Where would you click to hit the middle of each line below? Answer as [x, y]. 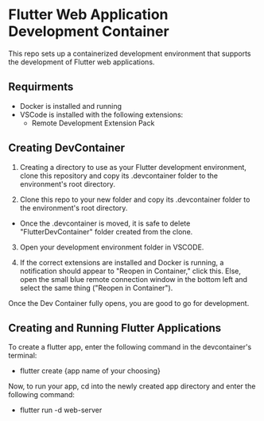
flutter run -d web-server [61, 410]
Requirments [41, 87]
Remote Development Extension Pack [93, 123]
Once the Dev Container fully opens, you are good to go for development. [129, 303]
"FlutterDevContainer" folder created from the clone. [106, 231]
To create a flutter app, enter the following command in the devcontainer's [130, 347]
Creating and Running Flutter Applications [115, 328]
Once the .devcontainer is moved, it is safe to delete [105, 223]
